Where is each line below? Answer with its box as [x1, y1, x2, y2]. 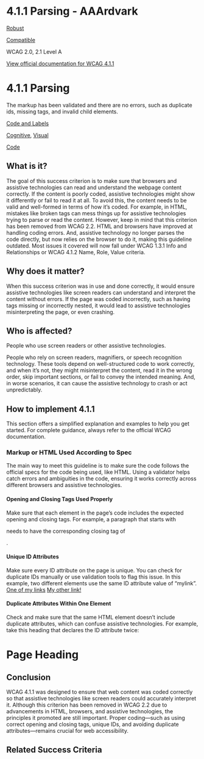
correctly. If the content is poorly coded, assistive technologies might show [6, 190, 195, 198]
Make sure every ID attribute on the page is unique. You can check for [6, 566, 182, 574]
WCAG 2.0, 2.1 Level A [6, 48, 62, 55]
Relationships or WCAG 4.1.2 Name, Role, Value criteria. [6, 248, 146, 255]
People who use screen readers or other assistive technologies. [6, 342, 166, 349]
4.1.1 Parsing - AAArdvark [6, 4, 138, 18]
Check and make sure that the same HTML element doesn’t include [6, 614, 175, 621]
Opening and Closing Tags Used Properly [6, 496, 113, 503]
